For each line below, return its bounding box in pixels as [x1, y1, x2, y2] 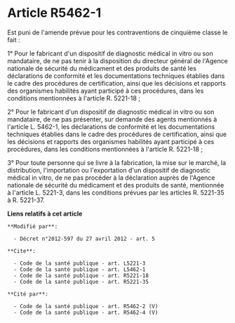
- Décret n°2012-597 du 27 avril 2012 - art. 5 [13, 235, 156, 242]
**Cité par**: [7, 290, 49, 298]
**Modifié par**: [7, 223, 58, 230]
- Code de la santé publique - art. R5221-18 [13, 272, 149, 279]
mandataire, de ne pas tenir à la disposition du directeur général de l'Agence [7, 56, 228, 65]
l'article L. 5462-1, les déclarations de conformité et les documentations [7, 122, 215, 131]
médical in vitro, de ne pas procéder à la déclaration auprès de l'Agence [7, 173, 215, 182]
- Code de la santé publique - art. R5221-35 [13, 278, 149, 285]
